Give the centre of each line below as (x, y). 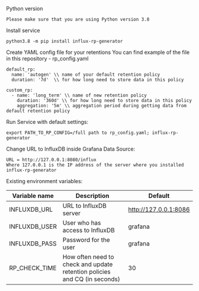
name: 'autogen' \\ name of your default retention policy (86, 75)
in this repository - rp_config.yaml (47, 58)
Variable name (33, 196)
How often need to (88, 257)
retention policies (86, 272)
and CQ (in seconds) (91, 279)
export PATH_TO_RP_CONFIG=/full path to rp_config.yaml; (78, 133)
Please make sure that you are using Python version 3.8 (78, 20)
